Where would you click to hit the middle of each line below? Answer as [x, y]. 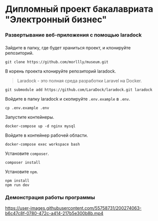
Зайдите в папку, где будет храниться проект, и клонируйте [68, 48]
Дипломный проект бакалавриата [79, 9]
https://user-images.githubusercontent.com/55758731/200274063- [73, 208]
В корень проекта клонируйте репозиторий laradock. [61, 71]
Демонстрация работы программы [50, 197]
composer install [23, 163]
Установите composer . [27, 153]
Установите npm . [22, 172]
